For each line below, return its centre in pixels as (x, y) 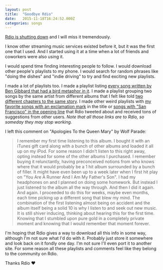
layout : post (18, 9)
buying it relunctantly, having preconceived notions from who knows (86, 162)
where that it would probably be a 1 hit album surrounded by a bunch (86, 167)
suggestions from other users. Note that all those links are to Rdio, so (75, 117)
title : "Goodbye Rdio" (29, 14)
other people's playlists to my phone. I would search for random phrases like (82, 72)
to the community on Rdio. (32, 254)
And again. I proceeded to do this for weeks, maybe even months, (83, 193)
